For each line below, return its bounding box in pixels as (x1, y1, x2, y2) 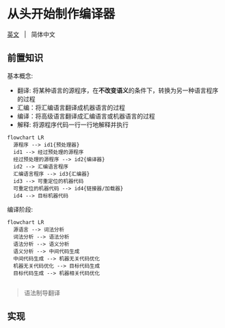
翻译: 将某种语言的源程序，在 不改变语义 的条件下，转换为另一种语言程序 (16, 86, 219, 94)
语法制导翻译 (23, 288, 60, 297)
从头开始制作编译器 (7, 6, 116, 22)
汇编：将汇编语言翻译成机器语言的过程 (16, 103, 125, 112)
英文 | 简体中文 (7, 30, 56, 38)
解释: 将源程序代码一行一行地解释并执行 (16, 121, 129, 129)
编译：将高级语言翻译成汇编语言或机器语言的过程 (16, 112, 155, 120)
